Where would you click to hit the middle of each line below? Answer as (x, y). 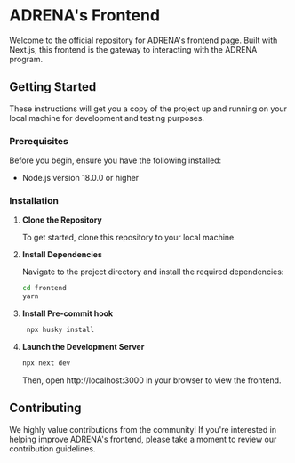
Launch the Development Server (83, 346)
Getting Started (53, 87)
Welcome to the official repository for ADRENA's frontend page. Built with (144, 40)
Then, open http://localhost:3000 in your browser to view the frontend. (151, 380)
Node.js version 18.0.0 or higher (80, 178)
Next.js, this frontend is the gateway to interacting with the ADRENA (133, 49)
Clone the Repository (62, 220)
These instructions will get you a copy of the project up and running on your (148, 109)
